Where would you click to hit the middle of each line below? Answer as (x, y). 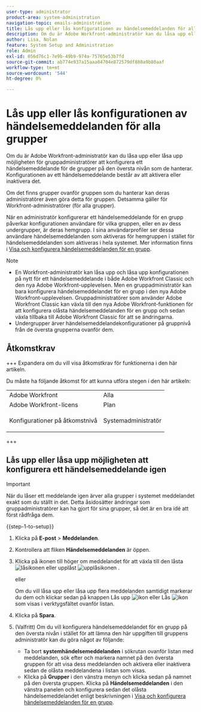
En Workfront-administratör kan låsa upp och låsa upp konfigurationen (102, 272)
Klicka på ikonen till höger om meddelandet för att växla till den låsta (99, 561)
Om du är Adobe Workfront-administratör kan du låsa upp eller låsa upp (95, 156)
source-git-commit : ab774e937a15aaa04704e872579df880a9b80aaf (85, 62)
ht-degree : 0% (24, 79)
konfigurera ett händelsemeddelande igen (86, 469)
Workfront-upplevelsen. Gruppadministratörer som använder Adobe (98, 298)
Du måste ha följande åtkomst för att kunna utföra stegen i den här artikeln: (99, 381)
